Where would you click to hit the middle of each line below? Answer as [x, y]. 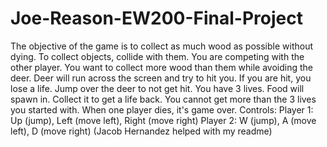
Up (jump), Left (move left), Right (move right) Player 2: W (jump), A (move [163, 120]
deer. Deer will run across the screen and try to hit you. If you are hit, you [161, 78]
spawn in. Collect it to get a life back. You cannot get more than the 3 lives [163, 99]
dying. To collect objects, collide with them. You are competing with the [157, 56]
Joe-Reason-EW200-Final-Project [156, 18]
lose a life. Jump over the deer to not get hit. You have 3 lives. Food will [157, 88]
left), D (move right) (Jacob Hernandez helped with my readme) [141, 131]
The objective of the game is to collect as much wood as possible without [162, 46]
